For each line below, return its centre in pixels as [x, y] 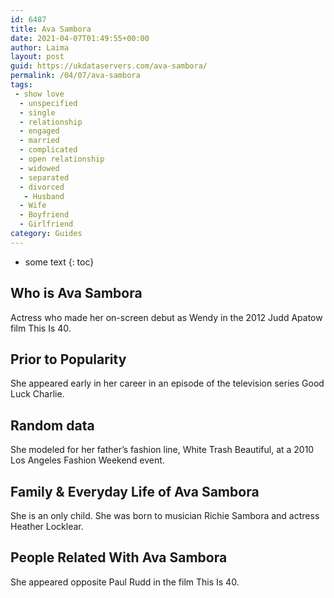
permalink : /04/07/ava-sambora [75, 76]
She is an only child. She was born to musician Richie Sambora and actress [165, 515]
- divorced [42, 187]
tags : [21, 85]
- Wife [33, 206]
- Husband [44, 196]
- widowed [39, 168]
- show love [39, 94]
